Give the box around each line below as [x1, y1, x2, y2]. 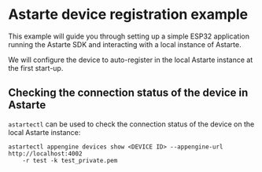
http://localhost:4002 [8, 149, 83, 158]
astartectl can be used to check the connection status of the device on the [8, 119, 255, 129]
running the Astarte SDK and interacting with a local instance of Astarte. [8, 39, 242, 49]
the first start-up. [8, 63, 64, 72]
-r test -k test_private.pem [22, 156, 118, 164]
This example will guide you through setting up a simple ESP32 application [8, 31, 250, 41]
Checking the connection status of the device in [8, 86, 249, 100]
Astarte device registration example [8, 5, 249, 24]
